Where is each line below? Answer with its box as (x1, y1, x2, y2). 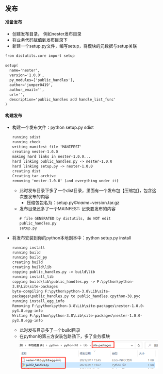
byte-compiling (12, 289, 43, 294)
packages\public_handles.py (12, 293, 69, 299)
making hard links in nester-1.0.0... (12, 154, 91, 159)
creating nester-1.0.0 (12, 149, 58, 154)
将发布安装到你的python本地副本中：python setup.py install (12, 235, 131, 240)
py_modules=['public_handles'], (9, 77, 75, 83)
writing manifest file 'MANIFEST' (12, 144, 82, 149)
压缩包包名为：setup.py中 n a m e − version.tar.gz (26, 200, 120, 205)
